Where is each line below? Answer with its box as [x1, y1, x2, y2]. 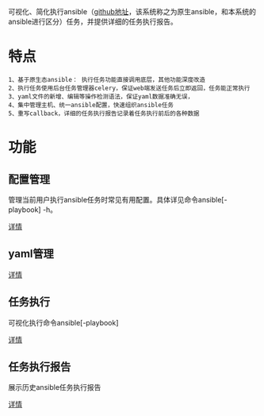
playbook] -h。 [8, 205, 58, 214]
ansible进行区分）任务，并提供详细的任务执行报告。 [8, 17, 178, 26]
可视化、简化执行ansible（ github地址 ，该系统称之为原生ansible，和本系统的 [8, 7, 256, 16]
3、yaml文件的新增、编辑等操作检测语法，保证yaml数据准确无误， [8, 92, 194, 101]
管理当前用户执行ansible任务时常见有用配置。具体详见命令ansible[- [8, 195, 228, 204]
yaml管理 [8, 247, 54, 260]
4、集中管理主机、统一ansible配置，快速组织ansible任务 [8, 101, 174, 109]
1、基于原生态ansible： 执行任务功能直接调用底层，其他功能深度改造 [8, 75, 206, 83]
